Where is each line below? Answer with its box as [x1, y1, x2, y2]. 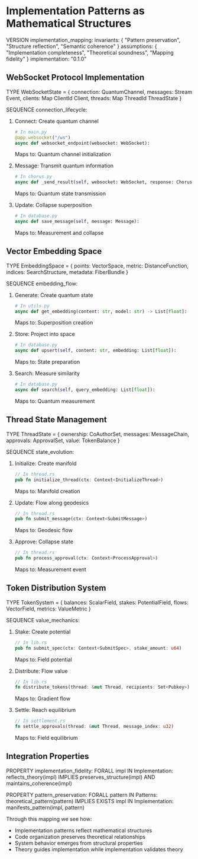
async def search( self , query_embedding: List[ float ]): [14, 387, 155, 393]
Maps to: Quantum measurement [14, 397, 95, 405]
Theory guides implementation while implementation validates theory [14, 845, 183, 852]
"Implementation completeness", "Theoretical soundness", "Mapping [6, 49, 174, 56]
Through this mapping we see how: [6, 815, 92, 822]
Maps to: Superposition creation [14, 319, 93, 326]
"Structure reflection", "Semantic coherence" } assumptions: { [6, 43, 157, 50]
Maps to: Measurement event [14, 566, 87, 573]
